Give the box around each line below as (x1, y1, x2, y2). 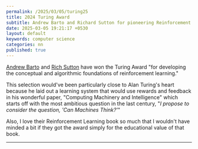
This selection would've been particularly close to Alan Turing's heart (6, 81, 174, 88)
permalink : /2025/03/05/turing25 (6, 8, 88, 15)
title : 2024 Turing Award (6, 14, 70, 20)
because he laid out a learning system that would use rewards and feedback (6, 87, 192, 95)
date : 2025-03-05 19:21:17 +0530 (6, 25, 88, 31)
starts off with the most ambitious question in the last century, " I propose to (6, 100, 190, 107)
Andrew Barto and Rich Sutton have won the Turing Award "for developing (6, 63, 186, 70)
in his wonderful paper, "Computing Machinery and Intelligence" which (6, 93, 179, 101)
